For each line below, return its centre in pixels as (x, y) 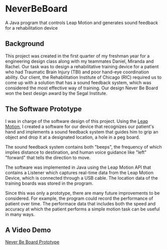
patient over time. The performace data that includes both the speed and (80, 203)
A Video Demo (28, 230)
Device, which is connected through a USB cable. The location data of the (81, 178)
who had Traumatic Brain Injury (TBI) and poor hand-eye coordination (77, 72)
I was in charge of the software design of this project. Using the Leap (77, 121)
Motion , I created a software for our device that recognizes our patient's (80, 127)
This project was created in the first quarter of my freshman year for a (77, 56)
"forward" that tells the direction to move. (48, 157)
